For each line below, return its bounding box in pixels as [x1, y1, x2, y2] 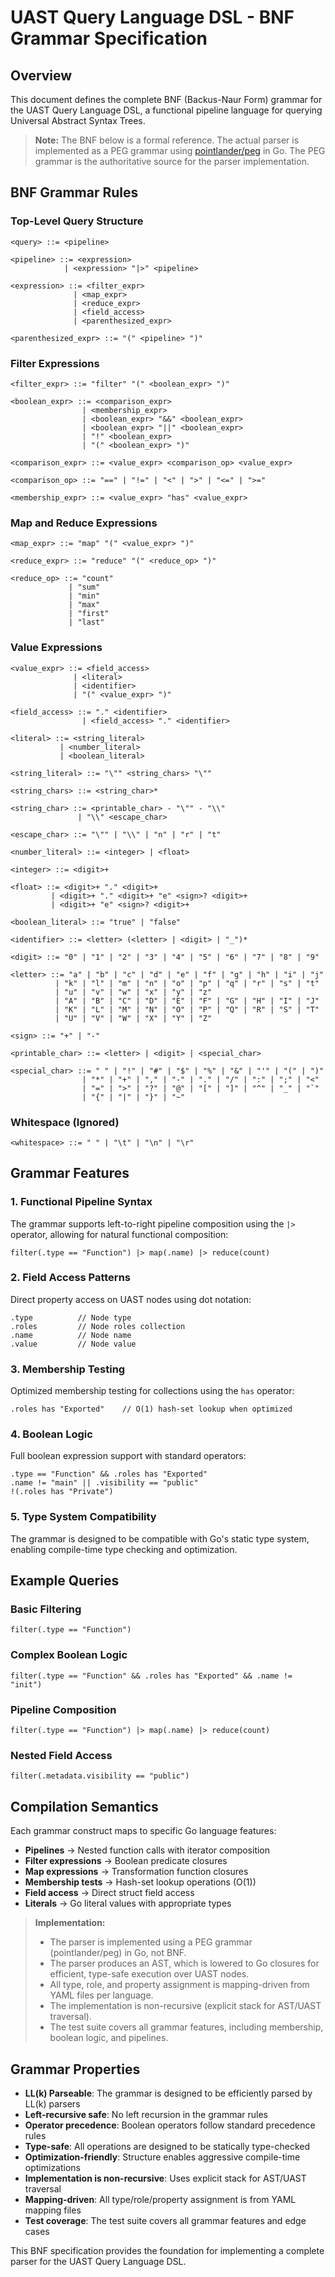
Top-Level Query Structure [10, 214, 144, 228]
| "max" [68, 600, 101, 610]
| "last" [68, 617, 105, 628]
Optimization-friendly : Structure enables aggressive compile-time [24, 2151, 301, 2163]
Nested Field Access [10, 1748, 113, 1762]
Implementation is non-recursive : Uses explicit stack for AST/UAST [24, 2172, 307, 2184]
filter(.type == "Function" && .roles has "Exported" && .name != [10, 1671, 293, 1681]
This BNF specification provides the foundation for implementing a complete [10, 2244, 325, 2256]
